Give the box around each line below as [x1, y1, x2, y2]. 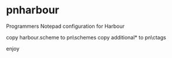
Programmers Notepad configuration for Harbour [6, 23, 125, 30]
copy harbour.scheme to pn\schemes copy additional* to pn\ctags [6, 34, 166, 41]
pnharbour [6, 3, 60, 17]
